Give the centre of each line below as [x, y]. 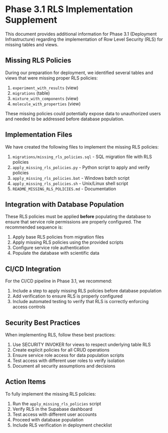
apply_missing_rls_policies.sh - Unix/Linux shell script [70, 183]
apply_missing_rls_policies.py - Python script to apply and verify [81, 167]
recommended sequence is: [34, 227]
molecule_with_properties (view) [47, 104]
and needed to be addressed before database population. [65, 119]
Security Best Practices [43, 322]
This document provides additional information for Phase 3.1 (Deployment [81, 34]
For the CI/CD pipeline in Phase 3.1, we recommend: [59, 281]
